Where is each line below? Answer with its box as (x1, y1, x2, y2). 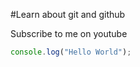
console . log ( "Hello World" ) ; (10, 47, 132, 57)
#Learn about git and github (10, 9, 126, 20)
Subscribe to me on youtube (10, 28, 128, 39)
